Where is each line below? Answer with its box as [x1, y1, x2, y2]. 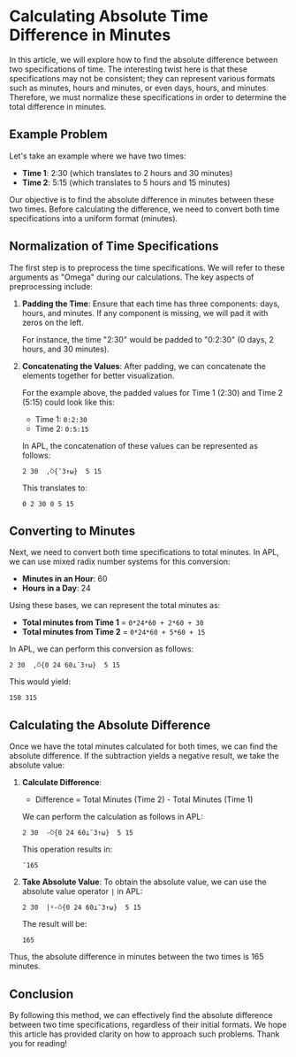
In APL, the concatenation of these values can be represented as [21, 440, 259, 451]
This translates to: [21, 482, 88, 493]
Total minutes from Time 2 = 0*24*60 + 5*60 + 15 [21, 627, 206, 637]
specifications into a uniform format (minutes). [9, 212, 178, 223]
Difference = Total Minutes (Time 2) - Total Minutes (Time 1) [34, 794, 254, 805]
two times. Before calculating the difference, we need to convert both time [9, 204, 280, 214]
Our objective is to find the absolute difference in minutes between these [9, 194, 275, 204]
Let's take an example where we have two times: [9, 150, 187, 161]
